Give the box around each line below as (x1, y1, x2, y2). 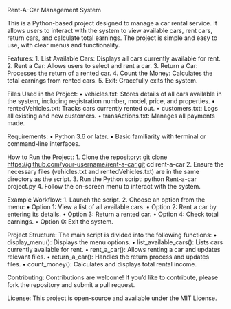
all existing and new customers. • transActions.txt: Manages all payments (7, 111, 215, 120)
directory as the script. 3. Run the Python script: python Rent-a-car (7, 175, 197, 183)
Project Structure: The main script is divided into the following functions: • (7, 231, 217, 239)
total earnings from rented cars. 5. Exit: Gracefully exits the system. (7, 76, 198, 85)
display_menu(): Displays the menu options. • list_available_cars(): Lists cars (7, 238, 223, 246)
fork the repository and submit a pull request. (7, 281, 135, 288)
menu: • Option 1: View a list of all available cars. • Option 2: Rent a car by (7, 203, 217, 211)
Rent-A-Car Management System (7, 6, 102, 14)
